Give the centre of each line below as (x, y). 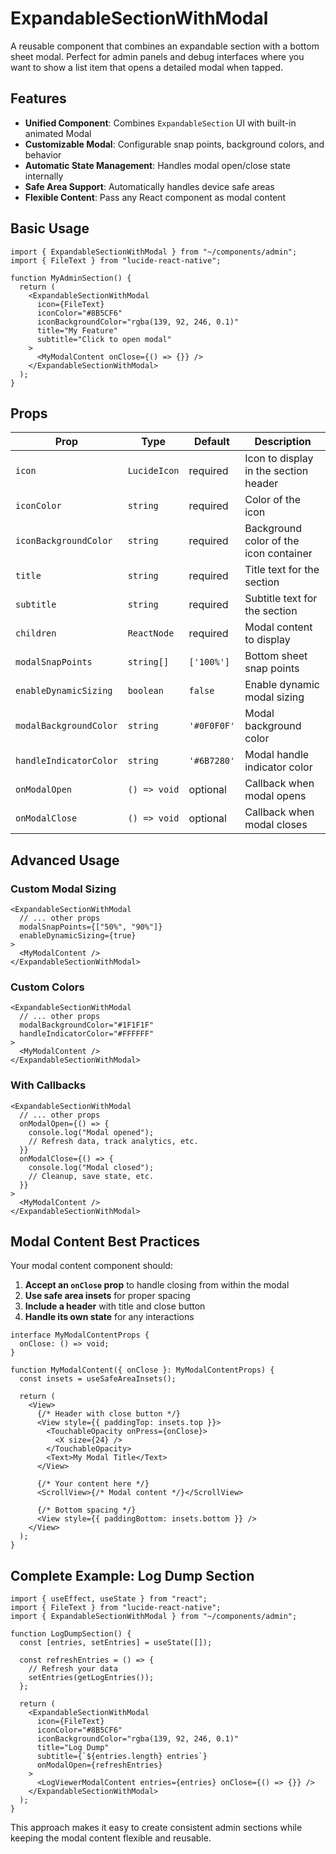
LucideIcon (153, 471)
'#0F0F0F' (212, 726)
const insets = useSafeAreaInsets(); (98, 1379)
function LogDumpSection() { (71, 1634)
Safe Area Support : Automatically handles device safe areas (149, 186)
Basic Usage (50, 228)
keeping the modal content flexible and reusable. (111, 1838)
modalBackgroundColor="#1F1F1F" (87, 1025)
